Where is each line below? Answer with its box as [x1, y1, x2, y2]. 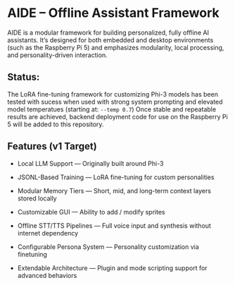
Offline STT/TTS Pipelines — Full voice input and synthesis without [17, 221, 211, 230]
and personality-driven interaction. [7, 51, 108, 59]
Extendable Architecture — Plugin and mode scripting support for [17, 263, 208, 272]
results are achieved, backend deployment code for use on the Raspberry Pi [7, 112, 229, 121]
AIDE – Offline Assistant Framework [7, 5, 220, 21]
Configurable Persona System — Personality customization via [17, 242, 199, 251]
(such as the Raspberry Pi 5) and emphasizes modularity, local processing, [7, 43, 224, 51]
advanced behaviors [17, 271, 77, 279]
